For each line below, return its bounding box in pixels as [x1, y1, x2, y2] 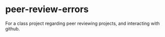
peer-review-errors [5, 4, 89, 15]
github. [5, 25, 20, 31]
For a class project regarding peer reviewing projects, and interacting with [5, 20, 160, 26]
